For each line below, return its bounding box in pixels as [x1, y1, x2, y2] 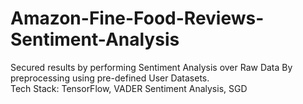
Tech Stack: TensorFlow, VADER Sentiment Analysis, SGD [10, 82, 248, 94]
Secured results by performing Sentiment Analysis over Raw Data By [10, 61, 293, 73]
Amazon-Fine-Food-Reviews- [10, 7, 265, 30]
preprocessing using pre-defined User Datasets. [10, 72, 210, 84]
